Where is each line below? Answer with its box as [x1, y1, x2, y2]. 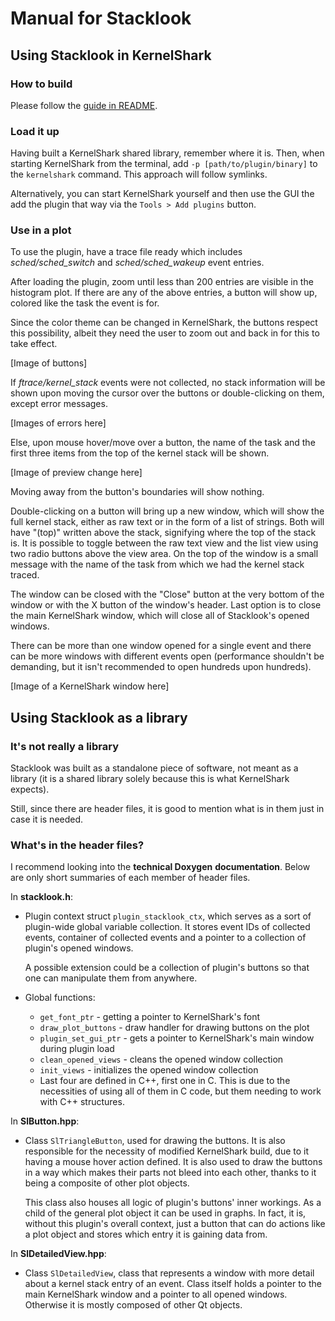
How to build [10, 77, 73, 91]
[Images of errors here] [10, 417, 107, 429]
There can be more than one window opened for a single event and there [10, 640, 312, 652]
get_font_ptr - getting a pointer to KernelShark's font [39, 1011, 261, 1023]
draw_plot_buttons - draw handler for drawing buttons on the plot [39, 1022, 310, 1034]
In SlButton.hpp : [10, 1115, 80, 1127]
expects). [10, 783, 50, 796]
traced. [10, 569, 40, 581]
